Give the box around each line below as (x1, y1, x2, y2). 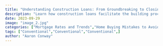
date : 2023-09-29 (5, 16, 40, 21)
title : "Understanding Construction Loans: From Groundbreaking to (5, 7, 145, 12)
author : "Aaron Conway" (5, 34, 53, 39)
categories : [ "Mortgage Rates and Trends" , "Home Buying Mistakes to (5, 25, 147, 30)
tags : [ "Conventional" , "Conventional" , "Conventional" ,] (5, 29, 120, 34)
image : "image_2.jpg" (5, 20, 49, 25)
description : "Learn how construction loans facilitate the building (5, 11, 149, 16)
